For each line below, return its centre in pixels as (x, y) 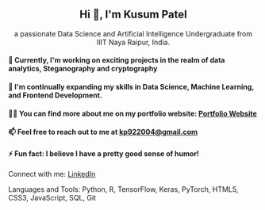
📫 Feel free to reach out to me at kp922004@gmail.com (103, 132)
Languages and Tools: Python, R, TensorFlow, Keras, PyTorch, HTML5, (123, 189)
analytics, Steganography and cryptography (83, 69)
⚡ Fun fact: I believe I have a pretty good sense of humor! (104, 153)
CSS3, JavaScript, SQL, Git (52, 198)
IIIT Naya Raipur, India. (133, 42)
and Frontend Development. (56, 95)
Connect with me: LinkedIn (52, 174)
